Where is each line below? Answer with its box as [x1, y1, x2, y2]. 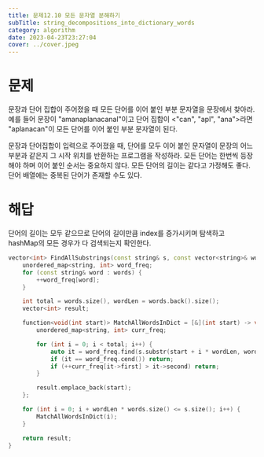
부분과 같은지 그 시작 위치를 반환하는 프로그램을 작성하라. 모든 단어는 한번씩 [8, 151, 239, 160]
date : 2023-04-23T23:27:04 [8, 33, 97, 42]
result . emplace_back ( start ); [36, 384, 132, 392]
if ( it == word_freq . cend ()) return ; [49, 355, 174, 363]
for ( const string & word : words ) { [22, 268, 143, 276]
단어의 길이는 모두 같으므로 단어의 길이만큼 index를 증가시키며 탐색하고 [8, 229, 225, 238]
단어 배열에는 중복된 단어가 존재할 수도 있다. [8, 171, 143, 180]
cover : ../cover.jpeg [8, 41, 79, 49]
